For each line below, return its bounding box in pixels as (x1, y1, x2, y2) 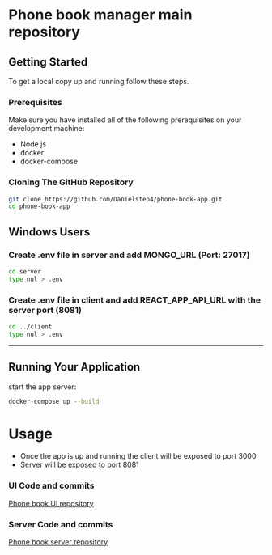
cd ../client (8, 323, 53, 331)
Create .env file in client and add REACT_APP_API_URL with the (8, 294, 261, 305)
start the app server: (8, 382, 77, 392)
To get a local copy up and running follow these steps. (8, 77, 189, 86)
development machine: (8, 124, 85, 133)
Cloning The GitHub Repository (8, 176, 134, 188)
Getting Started (8, 55, 88, 69)
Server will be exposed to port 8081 (19, 460, 139, 470)
